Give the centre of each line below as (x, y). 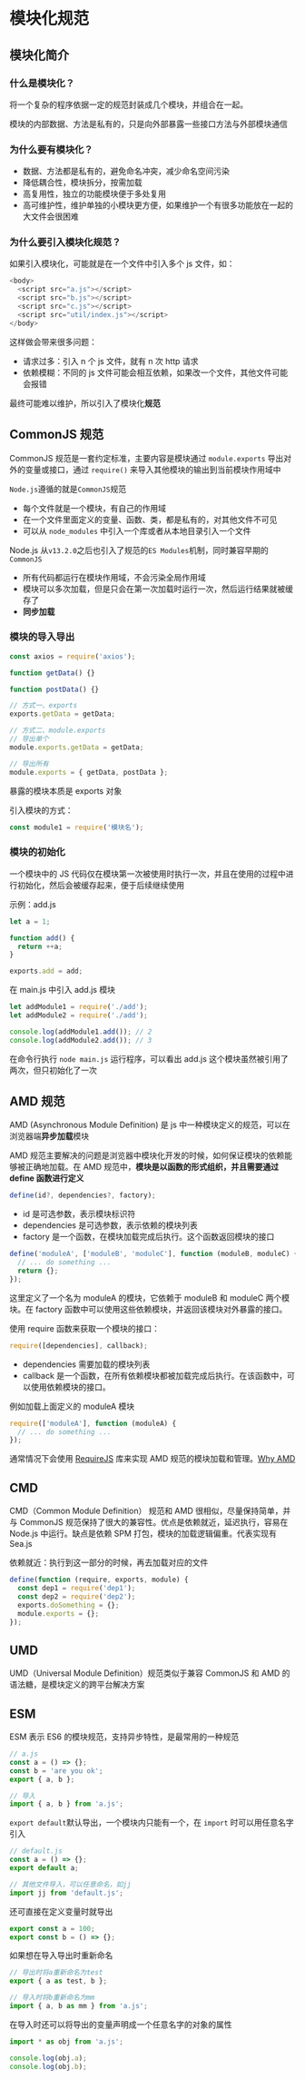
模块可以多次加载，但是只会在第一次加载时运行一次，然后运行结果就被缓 (157, 589)
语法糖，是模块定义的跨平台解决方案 (77, 1685)
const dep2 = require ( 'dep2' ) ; (77, 1596)
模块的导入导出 (42, 637)
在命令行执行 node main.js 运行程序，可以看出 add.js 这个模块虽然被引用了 (149, 1058)
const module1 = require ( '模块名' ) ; (77, 827)
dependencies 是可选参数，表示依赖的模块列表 (110, 1225)
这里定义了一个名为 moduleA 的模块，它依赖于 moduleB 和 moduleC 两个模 (150, 1298)
